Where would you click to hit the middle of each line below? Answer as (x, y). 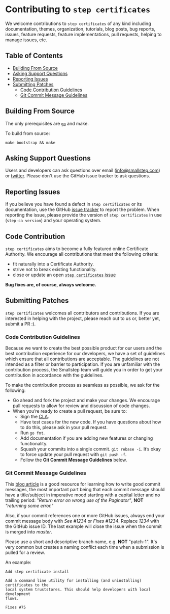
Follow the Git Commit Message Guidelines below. (74, 460)
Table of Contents (34, 56)
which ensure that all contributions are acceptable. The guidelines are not (82, 359)
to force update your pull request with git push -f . (73, 455)
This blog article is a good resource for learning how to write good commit (83, 484)
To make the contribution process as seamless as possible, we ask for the (82, 385)
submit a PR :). (21, 324)
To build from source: (28, 133)
